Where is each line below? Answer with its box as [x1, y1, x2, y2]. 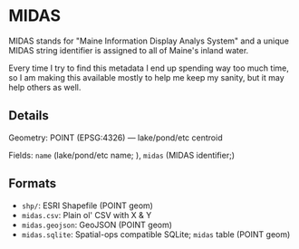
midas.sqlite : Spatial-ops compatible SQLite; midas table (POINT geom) [21, 228, 291, 240]
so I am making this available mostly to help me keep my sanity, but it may [8, 72, 285, 82]
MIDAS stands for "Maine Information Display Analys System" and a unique [8, 35, 289, 46]
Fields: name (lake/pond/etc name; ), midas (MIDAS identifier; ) [8, 149, 236, 160]
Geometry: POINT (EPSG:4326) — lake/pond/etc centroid [8, 132, 223, 143]
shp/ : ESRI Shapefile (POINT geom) [21, 200, 153, 211]
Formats [8, 176, 56, 191]
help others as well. [8, 81, 82, 92]
